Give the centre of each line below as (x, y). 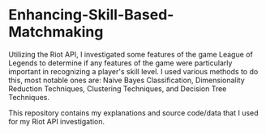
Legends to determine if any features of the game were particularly (120, 63)
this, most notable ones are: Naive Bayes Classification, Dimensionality (127, 80)
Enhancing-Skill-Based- (91, 15)
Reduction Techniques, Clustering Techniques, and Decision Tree (118, 88)
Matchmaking (56, 32)
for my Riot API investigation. (57, 121)
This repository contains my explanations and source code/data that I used (133, 113)
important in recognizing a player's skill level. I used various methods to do (133, 71)
